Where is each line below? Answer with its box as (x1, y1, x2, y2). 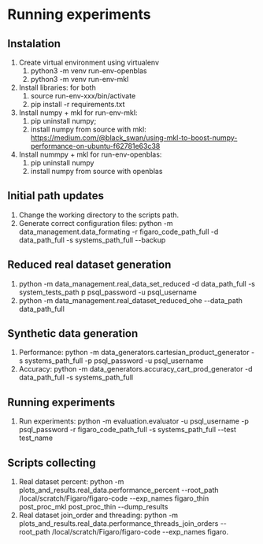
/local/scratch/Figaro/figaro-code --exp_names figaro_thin (18, 494, 209, 503)
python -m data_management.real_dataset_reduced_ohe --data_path (18, 295, 243, 305)
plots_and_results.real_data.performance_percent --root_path (18, 486, 219, 495)
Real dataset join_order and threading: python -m (18, 510, 179, 520)
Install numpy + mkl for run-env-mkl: (18, 108, 138, 117)
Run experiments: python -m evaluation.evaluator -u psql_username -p (18, 416, 249, 426)
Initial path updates (7, 189, 104, 202)
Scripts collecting (7, 456, 96, 469)
